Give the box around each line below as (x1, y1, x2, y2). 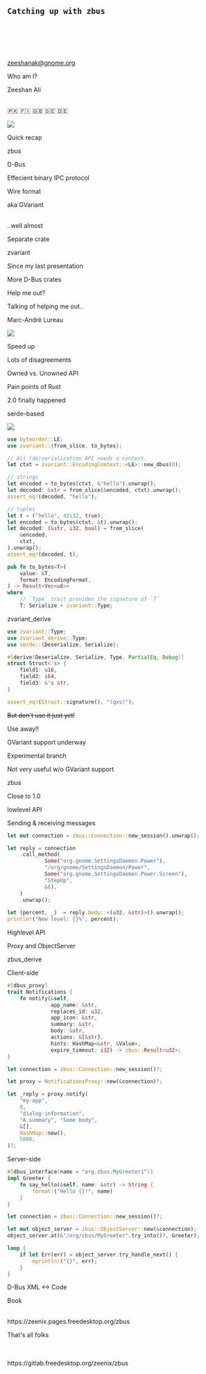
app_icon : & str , (51, 1014, 98, 1021)
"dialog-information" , (19, 1110, 85, 1117)
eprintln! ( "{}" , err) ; (32, 1257, 98, 1264)
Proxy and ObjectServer (7, 942, 76, 950)
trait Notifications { (7, 988, 73, 995)
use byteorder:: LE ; (7, 436, 64, 442)
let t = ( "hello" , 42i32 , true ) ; (7, 512, 104, 519)
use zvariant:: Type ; (7, 628, 67, 635)
